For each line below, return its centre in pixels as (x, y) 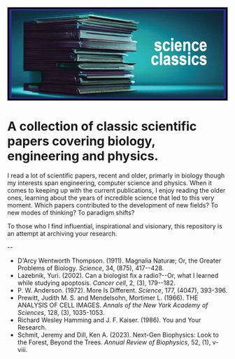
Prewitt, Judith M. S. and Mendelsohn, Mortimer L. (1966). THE (108, 298)
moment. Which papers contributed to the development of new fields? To (113, 205)
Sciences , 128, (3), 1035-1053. (61, 312)
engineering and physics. (83, 156)
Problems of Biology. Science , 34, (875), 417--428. (91, 268)
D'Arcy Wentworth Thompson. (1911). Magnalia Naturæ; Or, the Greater (119, 261)
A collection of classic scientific (102, 126)
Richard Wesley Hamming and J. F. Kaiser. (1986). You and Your (109, 320)
